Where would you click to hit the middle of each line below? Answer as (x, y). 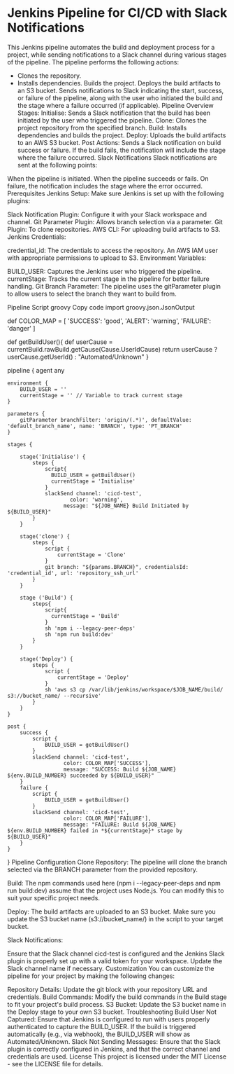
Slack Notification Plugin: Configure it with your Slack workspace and (107, 214)
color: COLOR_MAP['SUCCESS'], (107, 763)
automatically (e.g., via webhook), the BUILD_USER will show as (99, 1034)
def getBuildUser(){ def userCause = (60, 342)
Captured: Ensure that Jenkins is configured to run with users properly (109, 1019)
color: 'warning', (96, 500)
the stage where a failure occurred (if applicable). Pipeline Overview (116, 105)
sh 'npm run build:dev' (79, 634)
